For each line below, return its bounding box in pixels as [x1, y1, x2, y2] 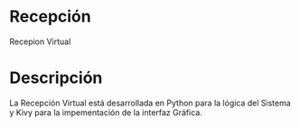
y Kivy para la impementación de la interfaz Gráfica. [9, 106, 203, 118]
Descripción [9, 68, 103, 88]
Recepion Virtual [9, 36, 71, 47]
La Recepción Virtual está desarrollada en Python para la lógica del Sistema [9, 97, 291, 108]
